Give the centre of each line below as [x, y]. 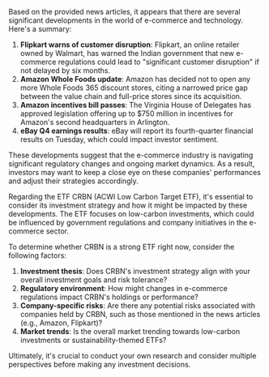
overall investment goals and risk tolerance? [94, 280]
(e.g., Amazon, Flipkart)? [61, 323]
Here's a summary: [40, 29]
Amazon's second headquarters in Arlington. [95, 122]
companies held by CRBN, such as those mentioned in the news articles [140, 314]
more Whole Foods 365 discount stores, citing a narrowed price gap [134, 88]
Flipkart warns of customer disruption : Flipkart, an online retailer [130, 45]
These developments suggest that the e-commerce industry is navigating [131, 155]
